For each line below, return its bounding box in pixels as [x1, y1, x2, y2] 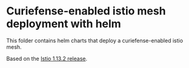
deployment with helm [6, 17, 121, 31]
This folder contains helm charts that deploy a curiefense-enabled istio [6, 37, 184, 44]
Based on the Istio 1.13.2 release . [6, 55, 88, 62]
